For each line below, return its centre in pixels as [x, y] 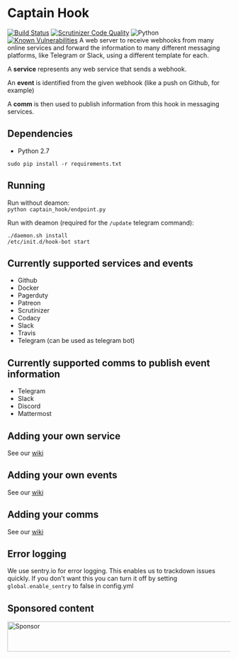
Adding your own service [64, 436]
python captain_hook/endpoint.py [57, 209]
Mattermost [34, 414]
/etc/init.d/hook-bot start [49, 242]
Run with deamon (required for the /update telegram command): [101, 223]
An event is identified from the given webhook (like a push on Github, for [114, 82]
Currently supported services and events [100, 263]
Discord [29, 406]
